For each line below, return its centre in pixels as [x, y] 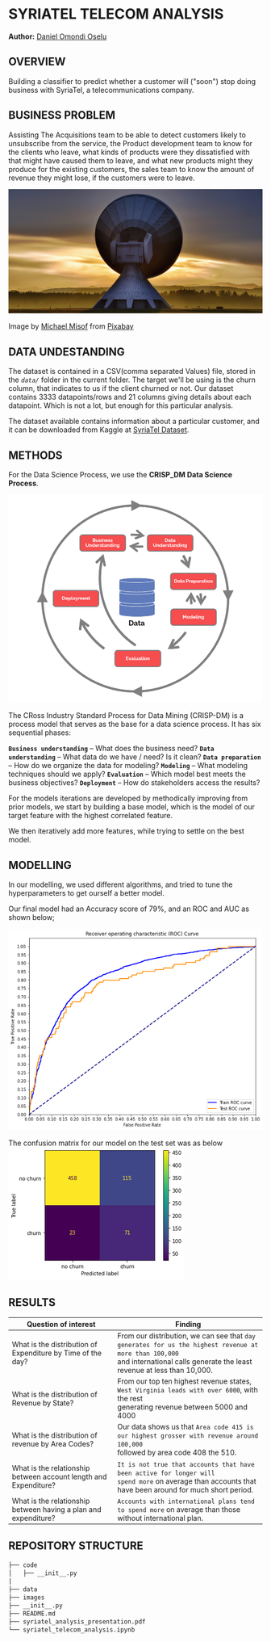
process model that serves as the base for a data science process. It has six [135, 724]
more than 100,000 [148, 1354]
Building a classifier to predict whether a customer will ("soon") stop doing [132, 81]
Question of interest [61, 1324]
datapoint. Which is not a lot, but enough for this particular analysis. [121, 405]
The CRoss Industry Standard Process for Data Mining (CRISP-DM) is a [126, 716]
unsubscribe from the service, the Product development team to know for [130, 143]
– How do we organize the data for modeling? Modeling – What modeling [128, 766]
